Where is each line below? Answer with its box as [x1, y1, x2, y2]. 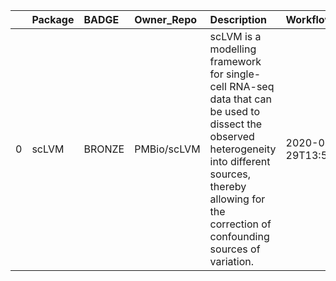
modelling [209, 42, 257, 56]
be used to [209, 105, 261, 118]
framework [209, 55, 262, 68]
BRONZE [83, 142, 125, 156]
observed [209, 130, 255, 143]
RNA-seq [229, 80, 275, 93]
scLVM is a [209, 30, 262, 43]
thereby [209, 180, 247, 193]
